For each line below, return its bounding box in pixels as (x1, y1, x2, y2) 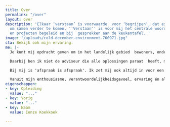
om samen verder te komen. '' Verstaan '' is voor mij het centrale (10, 26, 153, 31)
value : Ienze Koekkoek (10, 109, 58, 115)
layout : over (5, 17, 33, 22)
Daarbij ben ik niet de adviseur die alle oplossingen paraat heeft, (10, 58, 162, 63)
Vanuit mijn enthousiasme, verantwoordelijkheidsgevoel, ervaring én (10, 77, 159, 82)
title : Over (5, 7, 30, 13)
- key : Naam (5, 105, 30, 110)
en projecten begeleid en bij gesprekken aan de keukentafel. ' (10, 31, 151, 36)
